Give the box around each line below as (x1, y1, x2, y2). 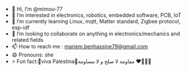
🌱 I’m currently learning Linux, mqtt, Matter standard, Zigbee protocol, (11, 18, 181, 24)
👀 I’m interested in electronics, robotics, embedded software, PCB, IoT (11, 12, 182, 19)
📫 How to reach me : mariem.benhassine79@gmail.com (11, 43, 148, 49)
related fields (11, 37, 44, 43)
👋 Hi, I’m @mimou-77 (11, 6, 63, 12)
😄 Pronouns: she (11, 51, 54, 58)
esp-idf (11, 24, 30, 31)
